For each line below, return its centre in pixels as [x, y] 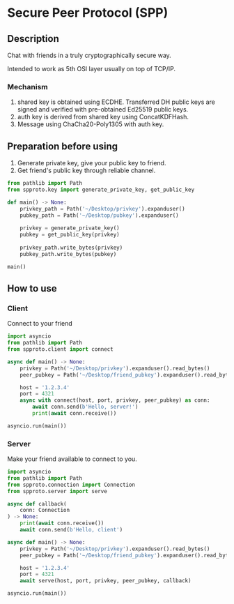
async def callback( [37, 504]
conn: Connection [45, 511]
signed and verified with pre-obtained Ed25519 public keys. [103, 110]
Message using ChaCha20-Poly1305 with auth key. [91, 124]
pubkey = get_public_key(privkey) [70, 235]
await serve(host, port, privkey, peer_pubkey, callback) [106, 581]
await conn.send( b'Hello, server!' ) [85, 407]
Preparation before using [63, 146]
